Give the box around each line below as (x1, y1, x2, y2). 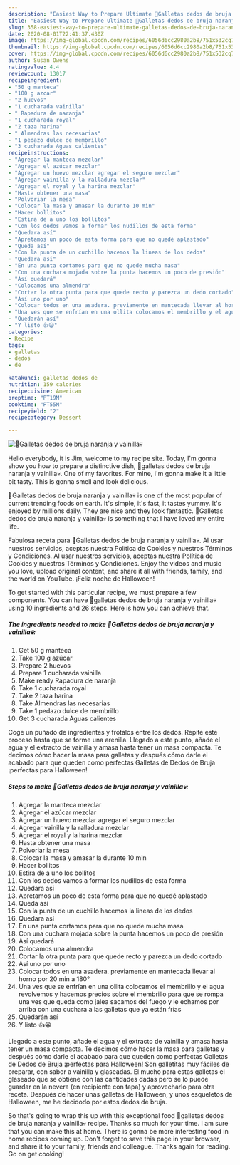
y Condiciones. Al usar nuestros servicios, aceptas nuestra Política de (8, 552, 213, 560)
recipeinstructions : (8, 150, 70, 157)
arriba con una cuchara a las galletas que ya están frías (18, 1005, 182, 1014)
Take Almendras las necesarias (18, 699, 110, 708)
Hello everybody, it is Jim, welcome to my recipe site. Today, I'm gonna (8, 454, 216, 463)
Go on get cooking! (8, 1150, 65, 1159)
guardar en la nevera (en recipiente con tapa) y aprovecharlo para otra (8, 1082, 215, 1091)
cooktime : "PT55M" (8, 400, 63, 408)
